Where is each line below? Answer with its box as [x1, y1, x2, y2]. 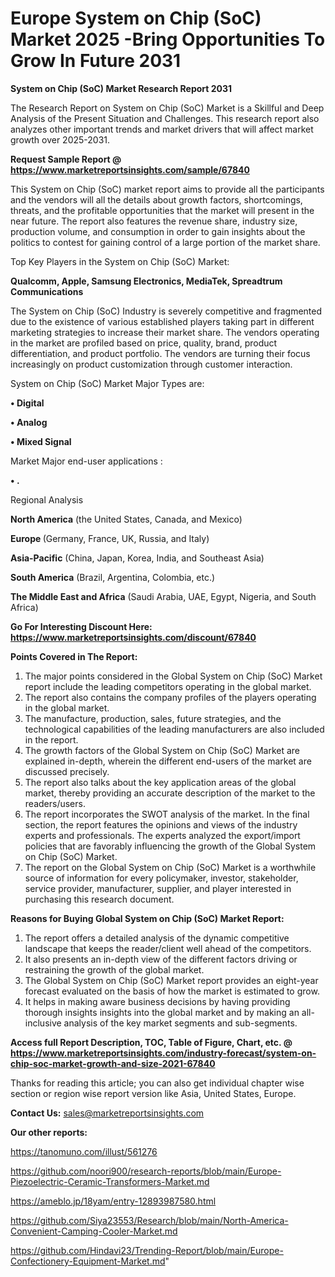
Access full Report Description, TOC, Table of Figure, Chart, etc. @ [10, 1036, 293, 1048]
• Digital [10, 397, 45, 409]
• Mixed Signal [10, 435, 72, 447]
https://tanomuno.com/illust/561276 [10, 1145, 158, 1157]
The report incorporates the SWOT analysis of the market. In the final [24, 808, 310, 820]
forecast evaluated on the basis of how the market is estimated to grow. [24, 985, 320, 997]
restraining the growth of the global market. [24, 963, 205, 976]
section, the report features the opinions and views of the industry [24, 818, 298, 831]
